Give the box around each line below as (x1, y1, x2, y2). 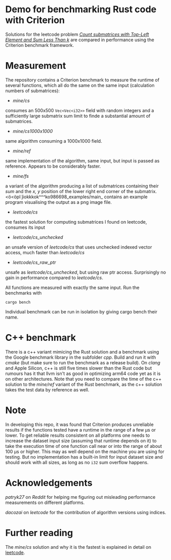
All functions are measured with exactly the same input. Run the (5, 284, 139, 290)
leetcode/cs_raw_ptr (12, 259, 56, 265)
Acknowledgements (5, 477, 93, 489)
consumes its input (5, 224, 45, 230)
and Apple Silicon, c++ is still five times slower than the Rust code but (5, 365, 152, 371)
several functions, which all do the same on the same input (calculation (5, 82, 155, 88)
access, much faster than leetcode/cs (5, 249, 85, 255)
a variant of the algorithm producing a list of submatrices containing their (5, 182, 159, 189)
